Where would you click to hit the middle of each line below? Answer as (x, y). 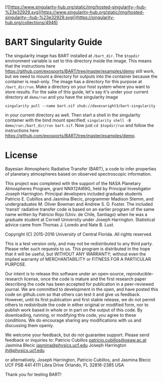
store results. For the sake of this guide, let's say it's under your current (77, 91)
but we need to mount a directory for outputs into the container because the (81, 76)
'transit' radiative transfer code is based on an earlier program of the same (80, 209)
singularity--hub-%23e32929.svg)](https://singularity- (60, 17)
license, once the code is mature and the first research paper (85, 279)
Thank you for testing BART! (33, 374)
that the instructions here (30, 66)
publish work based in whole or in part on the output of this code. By (74, 310)
